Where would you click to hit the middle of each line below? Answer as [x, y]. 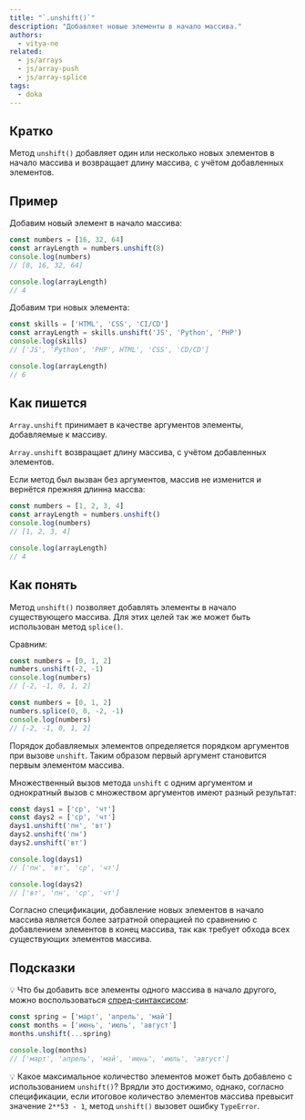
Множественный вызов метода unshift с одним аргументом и [131, 783]
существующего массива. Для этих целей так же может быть [130, 617]
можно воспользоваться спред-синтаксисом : [99, 1001]
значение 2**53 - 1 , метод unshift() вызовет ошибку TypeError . [135, 1105]
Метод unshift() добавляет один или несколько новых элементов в [142, 153]
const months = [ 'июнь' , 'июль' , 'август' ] [93, 1026]
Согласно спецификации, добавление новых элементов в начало [137, 910]
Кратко [31, 131]
